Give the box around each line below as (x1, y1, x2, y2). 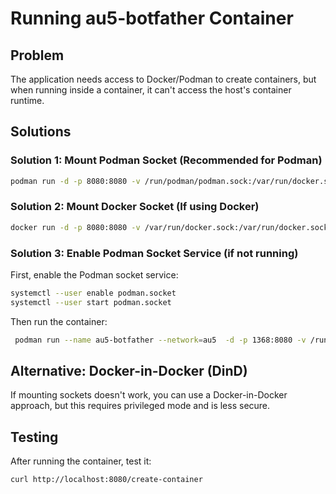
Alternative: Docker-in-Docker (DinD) (10, 363, 248, 380)
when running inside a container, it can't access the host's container (10, 84, 292, 96)
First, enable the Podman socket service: (10, 269, 179, 281)
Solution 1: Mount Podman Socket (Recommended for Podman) (10, 153, 323, 167)
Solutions (10, 123, 72, 141)
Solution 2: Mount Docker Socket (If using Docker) (10, 200, 260, 214)
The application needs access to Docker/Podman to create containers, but (10, 73, 317, 85)
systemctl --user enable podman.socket (10, 288, 177, 299)
